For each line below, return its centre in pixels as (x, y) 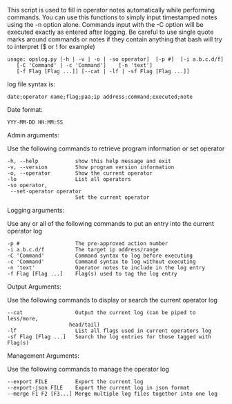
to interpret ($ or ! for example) (51, 47)
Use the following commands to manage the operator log (88, 369)
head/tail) (84, 325)
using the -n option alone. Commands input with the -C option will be (105, 25)
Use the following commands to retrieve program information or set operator (116, 148)
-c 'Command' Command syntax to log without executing (101, 262)
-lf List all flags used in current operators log (109, 331)
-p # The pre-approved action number (88, 244)
